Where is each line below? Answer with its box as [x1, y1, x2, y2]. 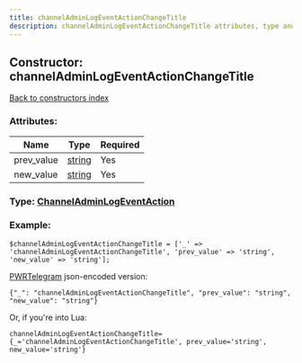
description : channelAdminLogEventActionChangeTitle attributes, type [9, 22, 280, 31]
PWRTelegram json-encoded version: [9, 270, 148, 281]
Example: [9, 219, 51, 232]
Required [100, 138, 140, 151]
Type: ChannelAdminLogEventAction [9, 195, 175, 208]
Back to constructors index [9, 93, 110, 103]
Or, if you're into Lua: [9, 312, 87, 323]
